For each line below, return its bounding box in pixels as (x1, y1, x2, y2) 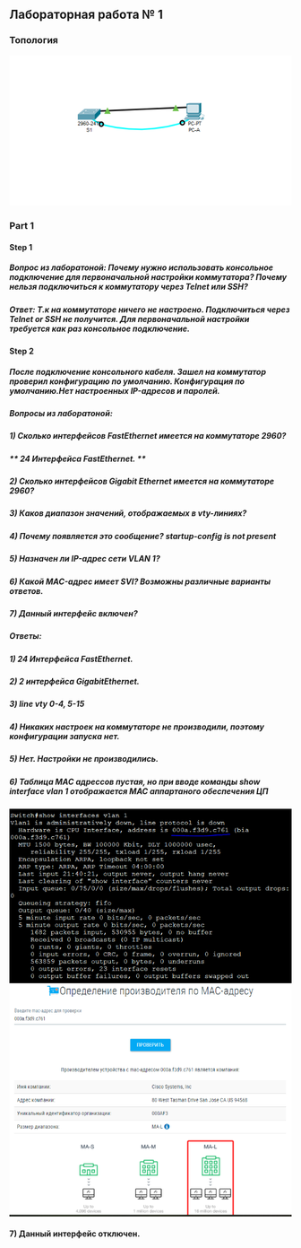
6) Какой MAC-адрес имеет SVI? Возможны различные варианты (9, 576, 271, 587)
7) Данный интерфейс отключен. (9, 1228, 141, 1239)
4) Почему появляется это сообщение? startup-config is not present (9, 530, 277, 541)
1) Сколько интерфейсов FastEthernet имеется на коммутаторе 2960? (9, 431, 287, 441)
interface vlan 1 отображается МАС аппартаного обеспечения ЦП (9, 785, 269, 797)
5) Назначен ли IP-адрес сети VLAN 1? (9, 554, 160, 564)
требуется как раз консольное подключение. (9, 323, 191, 334)
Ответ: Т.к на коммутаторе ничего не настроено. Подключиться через (9, 304, 290, 315)
